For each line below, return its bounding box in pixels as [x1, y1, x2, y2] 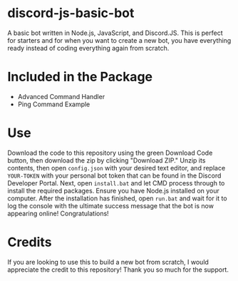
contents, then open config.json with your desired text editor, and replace [7, 163, 226, 172]
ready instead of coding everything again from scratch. [7, 44, 170, 52]
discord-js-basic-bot [7, 5, 135, 21]
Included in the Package [7, 69, 153, 85]
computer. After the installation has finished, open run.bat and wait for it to [7, 194, 227, 203]
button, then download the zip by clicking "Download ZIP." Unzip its [7, 155, 206, 165]
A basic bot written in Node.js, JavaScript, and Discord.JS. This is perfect [7, 29, 223, 37]
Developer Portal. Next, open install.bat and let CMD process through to [7, 178, 225, 187]
